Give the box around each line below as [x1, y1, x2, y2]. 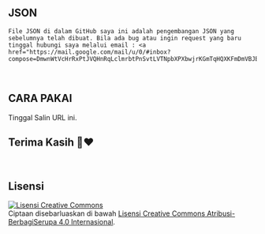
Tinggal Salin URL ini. [8, 112, 77, 122]
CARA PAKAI [8, 92, 73, 105]
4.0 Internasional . [58, 217, 116, 227]
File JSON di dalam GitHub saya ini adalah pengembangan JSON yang [8, 27, 235, 35]
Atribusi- [207, 209, 235, 218]
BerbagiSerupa [8, 217, 58, 227]
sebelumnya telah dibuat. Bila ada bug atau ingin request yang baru [8, 34, 242, 42]
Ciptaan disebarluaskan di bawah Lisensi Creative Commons [8, 209, 206, 218]
